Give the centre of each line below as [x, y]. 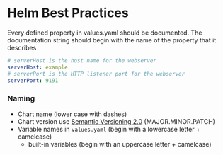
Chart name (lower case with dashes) [72, 114]
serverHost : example [38, 67]
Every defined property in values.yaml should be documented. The [105, 33]
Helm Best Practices [68, 13]
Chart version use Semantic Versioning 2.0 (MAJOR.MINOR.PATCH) [116, 121]
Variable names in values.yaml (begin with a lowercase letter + [109, 129]
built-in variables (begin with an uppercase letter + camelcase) [120, 144]
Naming [21, 98]
